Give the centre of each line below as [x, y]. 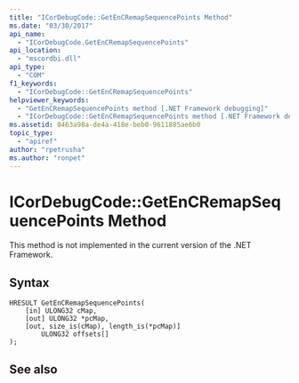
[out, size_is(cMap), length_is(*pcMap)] [103, 327]
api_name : [28, 34]
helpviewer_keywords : [49, 100]
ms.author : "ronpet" [48, 158]
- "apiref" [37, 141]
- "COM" [32, 76]
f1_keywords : [33, 84]
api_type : [28, 68]
